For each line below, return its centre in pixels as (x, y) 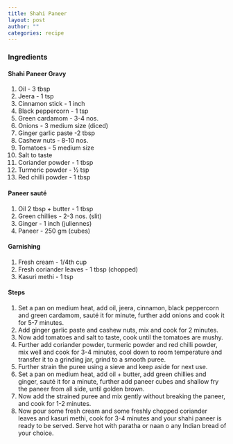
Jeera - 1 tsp (36, 96)
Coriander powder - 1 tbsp (55, 163)
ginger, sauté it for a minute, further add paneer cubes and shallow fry (118, 381)
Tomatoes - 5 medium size (56, 148)
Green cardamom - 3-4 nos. (58, 118)
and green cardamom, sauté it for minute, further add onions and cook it (121, 315)
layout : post (27, 20)
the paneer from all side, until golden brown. (81, 389)
